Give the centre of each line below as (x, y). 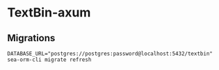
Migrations (31, 38)
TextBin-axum (49, 13)
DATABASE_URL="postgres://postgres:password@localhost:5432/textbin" (110, 54)
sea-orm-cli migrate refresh (49, 60)
